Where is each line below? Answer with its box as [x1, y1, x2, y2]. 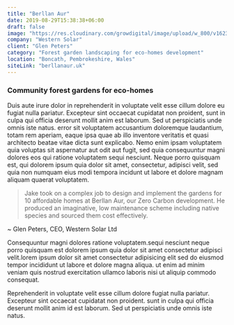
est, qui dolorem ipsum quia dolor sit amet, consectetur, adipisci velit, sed [7, 160, 219, 168]
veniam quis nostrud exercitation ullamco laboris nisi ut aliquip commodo [7, 268, 217, 276]
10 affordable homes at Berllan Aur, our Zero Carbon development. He [24, 196, 225, 205]
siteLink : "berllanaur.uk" [7, 62, 86, 69]
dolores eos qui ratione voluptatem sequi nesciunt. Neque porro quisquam [7, 153, 221, 161]
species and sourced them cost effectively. [24, 211, 148, 219]
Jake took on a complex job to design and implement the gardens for [24, 189, 222, 197]
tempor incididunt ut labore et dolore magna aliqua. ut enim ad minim [7, 260, 205, 269]
